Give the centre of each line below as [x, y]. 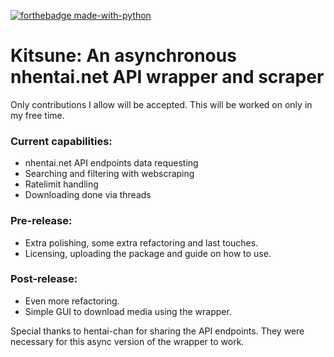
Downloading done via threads [88, 195]
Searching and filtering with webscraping [109, 174]
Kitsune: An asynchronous [123, 56]
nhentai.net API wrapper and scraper [167, 77]
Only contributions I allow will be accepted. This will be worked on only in [161, 104]
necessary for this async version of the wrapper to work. [127, 341]
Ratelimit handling [61, 184]
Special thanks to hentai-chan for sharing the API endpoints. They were [157, 331]
